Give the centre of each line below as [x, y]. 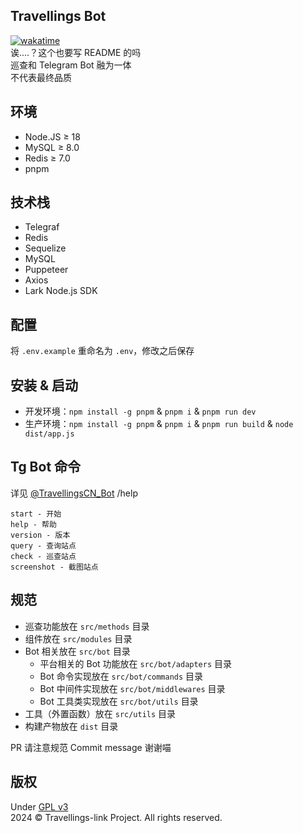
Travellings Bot [58, 16]
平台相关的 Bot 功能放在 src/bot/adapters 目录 [136, 663]
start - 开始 [36, 514]
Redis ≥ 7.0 [47, 158]
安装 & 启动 [44, 385]
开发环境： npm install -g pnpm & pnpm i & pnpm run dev [140, 411]
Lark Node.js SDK [61, 291]
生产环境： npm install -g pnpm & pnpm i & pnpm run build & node [159, 424]
